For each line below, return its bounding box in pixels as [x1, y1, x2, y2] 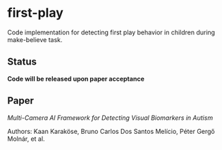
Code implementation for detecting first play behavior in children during [7, 28, 216, 36]
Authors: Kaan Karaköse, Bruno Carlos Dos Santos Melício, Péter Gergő [7, 127, 215, 135]
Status [7, 56, 37, 68]
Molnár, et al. [7, 135, 45, 143]
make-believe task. [7, 35, 63, 43]
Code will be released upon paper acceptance [7, 74, 144, 83]
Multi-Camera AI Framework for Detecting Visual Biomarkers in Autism [7, 114, 214, 122]
